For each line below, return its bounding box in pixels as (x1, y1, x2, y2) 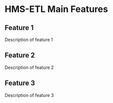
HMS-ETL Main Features (4, 3, 108, 15)
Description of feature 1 (4, 36, 53, 42)
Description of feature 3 (4, 92, 54, 98)
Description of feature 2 (4, 64, 54, 70)
